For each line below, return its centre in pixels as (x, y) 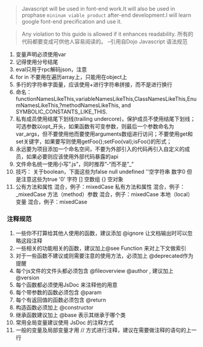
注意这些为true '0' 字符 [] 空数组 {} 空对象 (72, 179)
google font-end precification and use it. (72, 21)
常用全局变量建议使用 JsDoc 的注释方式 (64, 323)
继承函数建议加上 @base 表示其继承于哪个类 (70, 315)
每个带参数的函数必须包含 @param (58, 293)
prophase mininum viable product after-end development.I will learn (106, 15)
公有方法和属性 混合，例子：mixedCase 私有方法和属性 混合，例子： (100, 187)
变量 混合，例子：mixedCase (52, 202)
